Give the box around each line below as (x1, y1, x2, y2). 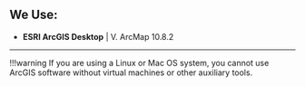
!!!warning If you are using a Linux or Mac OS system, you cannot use (9, 57, 270, 68)
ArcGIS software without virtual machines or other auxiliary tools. (9, 67, 253, 78)
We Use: (9, 7, 58, 23)
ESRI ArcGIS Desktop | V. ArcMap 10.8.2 (22, 31, 174, 42)
